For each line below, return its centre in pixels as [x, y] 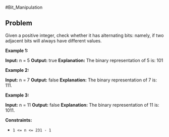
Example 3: [17, 95]
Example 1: [17, 51]
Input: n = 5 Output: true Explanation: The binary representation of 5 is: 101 [84, 60]
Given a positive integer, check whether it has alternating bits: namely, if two [84, 35]
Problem [19, 23]
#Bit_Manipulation [24, 7]
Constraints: [19, 120]
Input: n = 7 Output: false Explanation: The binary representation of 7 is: [81, 80]
